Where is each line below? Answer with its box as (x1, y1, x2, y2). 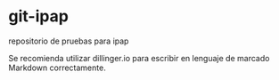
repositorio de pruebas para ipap (8, 36, 129, 46)
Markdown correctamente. (8, 62, 106, 73)
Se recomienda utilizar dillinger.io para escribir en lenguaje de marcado (8, 52, 270, 63)
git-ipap (8, 6, 69, 27)
